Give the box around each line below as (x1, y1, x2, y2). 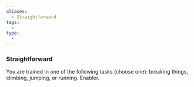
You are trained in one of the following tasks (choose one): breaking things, (6, 68, 188, 75)
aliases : (6, 8, 28, 15)
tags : (6, 19, 19, 25)
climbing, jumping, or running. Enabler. (6, 74, 100, 82)
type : (6, 30, 19, 36)
